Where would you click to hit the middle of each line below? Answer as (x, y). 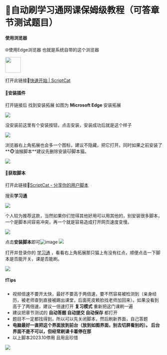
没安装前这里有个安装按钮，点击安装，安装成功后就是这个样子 (69, 125)
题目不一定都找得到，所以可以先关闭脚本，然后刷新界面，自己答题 (80, 319)
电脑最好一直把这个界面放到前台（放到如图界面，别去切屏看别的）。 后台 (86, 325)
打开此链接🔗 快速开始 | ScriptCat (38, 80)
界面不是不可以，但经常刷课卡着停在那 (52, 331)
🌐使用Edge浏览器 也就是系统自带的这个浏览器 (52, 50)
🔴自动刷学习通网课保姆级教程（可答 (78, 10)
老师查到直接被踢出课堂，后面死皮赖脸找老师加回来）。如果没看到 (92, 300)
